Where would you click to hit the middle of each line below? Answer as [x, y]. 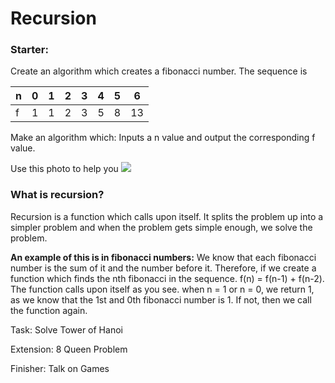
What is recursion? [57, 195]
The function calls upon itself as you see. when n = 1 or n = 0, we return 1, [162, 289]
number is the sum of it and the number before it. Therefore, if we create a [163, 268]
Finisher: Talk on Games [60, 368]
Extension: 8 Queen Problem [69, 349]
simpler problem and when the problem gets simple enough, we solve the [161, 227]
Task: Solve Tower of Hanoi [66, 329]
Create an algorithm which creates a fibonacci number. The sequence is [159, 71]
